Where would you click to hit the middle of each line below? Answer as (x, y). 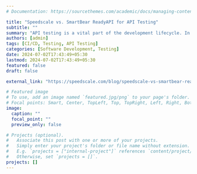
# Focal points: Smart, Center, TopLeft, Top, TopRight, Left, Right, (94, 103)
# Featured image (27, 92)
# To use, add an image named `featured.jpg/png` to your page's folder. (98, 98)
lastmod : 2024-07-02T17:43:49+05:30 (51, 60)
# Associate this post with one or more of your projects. (82, 141)
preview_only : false (36, 124)
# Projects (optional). (35, 135)
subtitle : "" (22, 27)
